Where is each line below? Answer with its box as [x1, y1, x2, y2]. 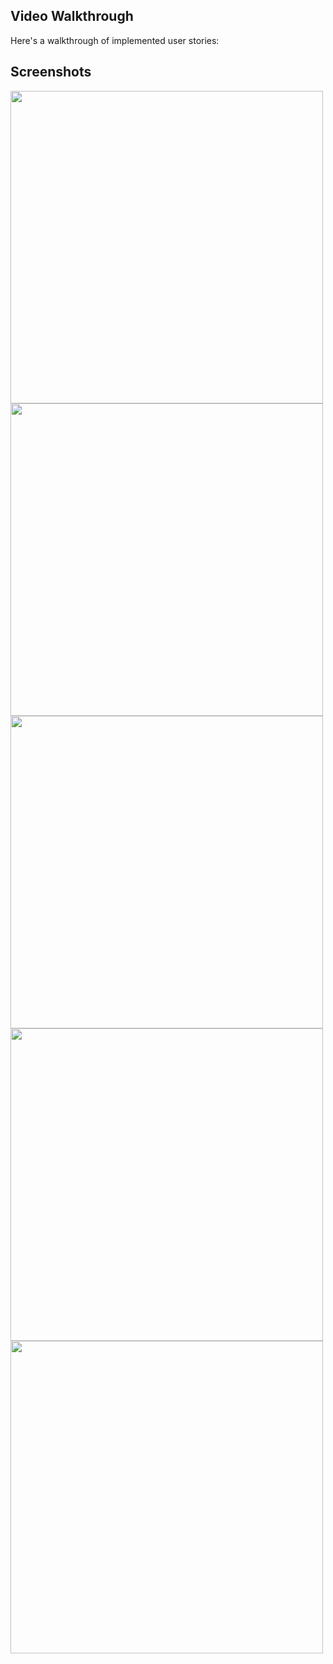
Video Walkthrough [10, 8, 134, 25]
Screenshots [10, 64, 92, 81]
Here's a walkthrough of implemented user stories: [10, 34, 220, 46]
